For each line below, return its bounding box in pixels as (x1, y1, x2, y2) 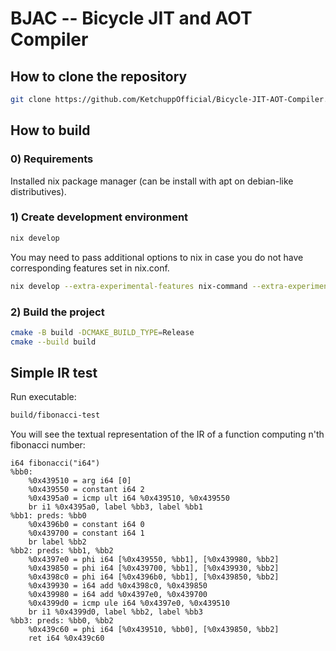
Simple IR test (10, 365, 98, 382)
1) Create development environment (10, 210, 189, 224)
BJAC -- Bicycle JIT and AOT (10, 7, 253, 30)
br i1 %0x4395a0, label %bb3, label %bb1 (28, 502, 203, 512)
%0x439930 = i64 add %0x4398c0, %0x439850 (28, 581, 208, 591)
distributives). (10, 185, 67, 197)
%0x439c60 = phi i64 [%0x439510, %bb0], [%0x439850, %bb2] (28, 625, 280, 635)
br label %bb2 (28, 537, 87, 547)
